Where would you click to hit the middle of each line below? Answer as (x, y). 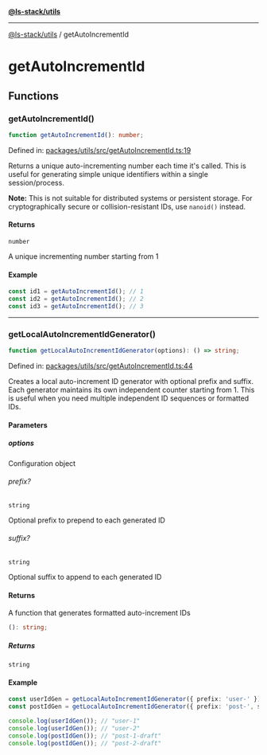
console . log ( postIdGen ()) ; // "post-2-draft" (85, 743)
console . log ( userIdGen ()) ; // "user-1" (74, 721)
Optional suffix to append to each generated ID (85, 577)
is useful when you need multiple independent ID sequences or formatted (129, 398)
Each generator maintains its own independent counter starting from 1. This (132, 389)
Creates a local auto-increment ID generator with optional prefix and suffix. (131, 381)
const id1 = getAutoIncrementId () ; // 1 (76, 291)
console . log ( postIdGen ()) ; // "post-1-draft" (85, 736)
